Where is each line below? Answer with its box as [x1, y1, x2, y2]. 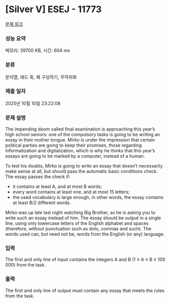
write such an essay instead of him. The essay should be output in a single [5, 215, 161, 221]
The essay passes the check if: [5, 174, 71, 180]
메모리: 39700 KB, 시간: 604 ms [5, 47, 70, 54]
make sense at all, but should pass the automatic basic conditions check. [5, 169, 158, 175]
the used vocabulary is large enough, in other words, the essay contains [12, 194, 164, 200]
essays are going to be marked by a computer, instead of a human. [5, 153, 145, 159]
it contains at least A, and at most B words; [12, 184, 103, 190]
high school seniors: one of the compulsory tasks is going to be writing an [5, 131, 160, 138]
